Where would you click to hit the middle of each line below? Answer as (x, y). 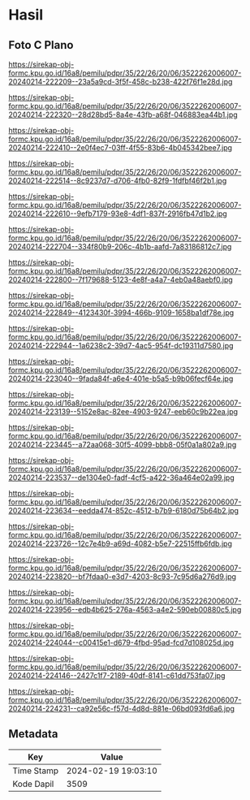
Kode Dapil (33, 784)
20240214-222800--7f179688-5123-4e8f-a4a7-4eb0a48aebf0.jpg (121, 279)
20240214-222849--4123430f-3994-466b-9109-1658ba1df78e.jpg (121, 313)
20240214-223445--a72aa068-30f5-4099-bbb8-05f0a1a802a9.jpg (123, 445)
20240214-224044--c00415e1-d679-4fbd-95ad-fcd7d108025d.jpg (121, 642)
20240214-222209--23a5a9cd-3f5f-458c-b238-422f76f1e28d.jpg (121, 82)
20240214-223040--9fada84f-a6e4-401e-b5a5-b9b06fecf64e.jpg (121, 378)
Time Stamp (36, 771)
